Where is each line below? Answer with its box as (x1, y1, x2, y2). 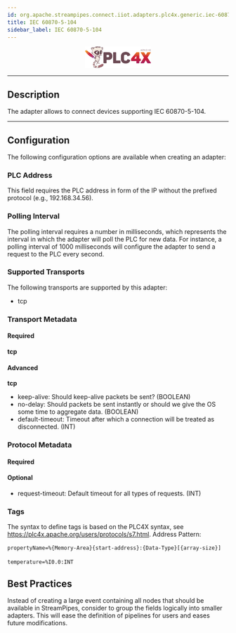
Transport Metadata (7, 314, 77, 324)
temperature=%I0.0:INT (7, 559, 74, 566)
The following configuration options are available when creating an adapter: (7, 152, 226, 161)
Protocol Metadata (7, 440, 72, 450)
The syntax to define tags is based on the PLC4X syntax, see (7, 523, 184, 531)
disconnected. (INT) (17, 422, 76, 431)
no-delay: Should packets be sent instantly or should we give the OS (17, 400, 216, 409)
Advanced (7, 363, 39, 372)
